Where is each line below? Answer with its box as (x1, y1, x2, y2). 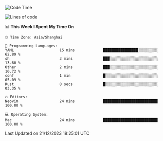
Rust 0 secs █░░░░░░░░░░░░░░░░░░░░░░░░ (5, 82, 158, 87)
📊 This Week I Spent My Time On (5, 24, 74, 29)
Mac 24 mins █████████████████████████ (5, 118, 158, 123)
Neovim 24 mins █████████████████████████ (5, 99, 158, 104)
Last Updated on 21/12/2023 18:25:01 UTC (5, 130, 90, 136)
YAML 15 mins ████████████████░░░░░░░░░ (5, 48, 158, 53)
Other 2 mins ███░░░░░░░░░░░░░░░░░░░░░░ (5, 65, 158, 70)
